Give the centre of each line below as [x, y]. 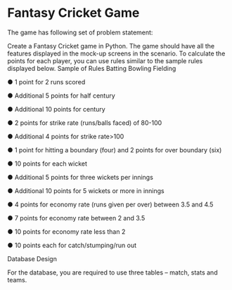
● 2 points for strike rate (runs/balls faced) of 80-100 [85, 123]
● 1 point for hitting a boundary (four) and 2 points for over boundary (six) [115, 150]
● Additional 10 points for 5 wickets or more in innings [86, 190]
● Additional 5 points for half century [62, 95]
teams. [17, 279]
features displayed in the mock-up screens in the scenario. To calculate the [116, 53]
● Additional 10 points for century [56, 109]
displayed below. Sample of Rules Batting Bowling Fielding [92, 68]
